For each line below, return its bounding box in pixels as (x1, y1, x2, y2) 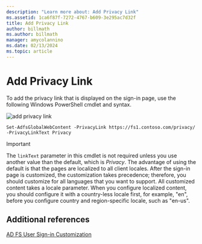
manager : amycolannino (6, 37, 63, 43)
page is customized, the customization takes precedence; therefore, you (6, 171, 187, 179)
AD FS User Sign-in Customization (6, 231, 92, 238)
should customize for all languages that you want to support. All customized (6, 177, 195, 185)
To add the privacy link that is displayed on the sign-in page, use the (6, 94, 176, 102)
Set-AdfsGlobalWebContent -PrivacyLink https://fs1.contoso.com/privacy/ (6, 124, 196, 130)
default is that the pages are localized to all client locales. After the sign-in (6, 165, 191, 172)
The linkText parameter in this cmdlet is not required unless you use (6, 152, 177, 159)
